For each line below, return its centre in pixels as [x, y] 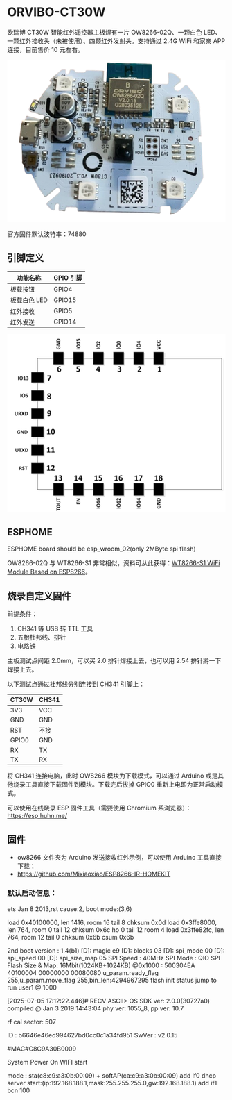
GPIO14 [65, 322]
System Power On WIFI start [47, 1062]
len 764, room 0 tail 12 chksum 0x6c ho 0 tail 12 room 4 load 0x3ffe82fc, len [116, 930]
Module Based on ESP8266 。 [49, 572]
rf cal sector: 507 [32, 1022]
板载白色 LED [29, 300]
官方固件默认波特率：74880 [47, 234]
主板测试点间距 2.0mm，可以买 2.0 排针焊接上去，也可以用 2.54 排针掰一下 [114, 660]
